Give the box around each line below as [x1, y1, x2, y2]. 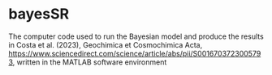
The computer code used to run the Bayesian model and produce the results [8, 31, 264, 41]
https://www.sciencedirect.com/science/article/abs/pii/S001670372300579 [8, 48, 261, 58]
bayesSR [8, 5, 70, 23]
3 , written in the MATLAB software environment [8, 57, 167, 67]
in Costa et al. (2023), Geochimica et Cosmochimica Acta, [8, 40, 203, 49]
